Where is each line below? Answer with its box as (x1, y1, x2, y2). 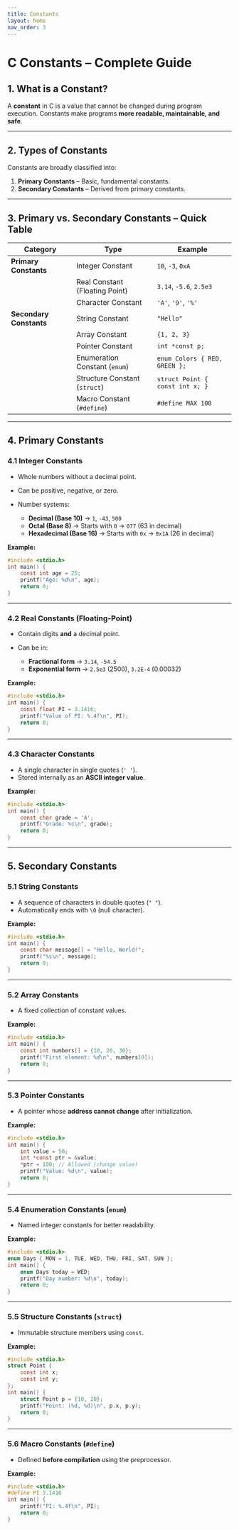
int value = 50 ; (20, 1147, 69, 1155)
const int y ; (20, 1376, 59, 1383)
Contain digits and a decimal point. (17, 630, 120, 638)
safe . (7, 117, 23, 126)
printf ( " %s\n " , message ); (20, 953, 97, 960)
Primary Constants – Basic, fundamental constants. (17, 177, 171, 186)
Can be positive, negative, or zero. (17, 486, 119, 495)
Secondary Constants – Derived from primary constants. (17, 185, 186, 193)
